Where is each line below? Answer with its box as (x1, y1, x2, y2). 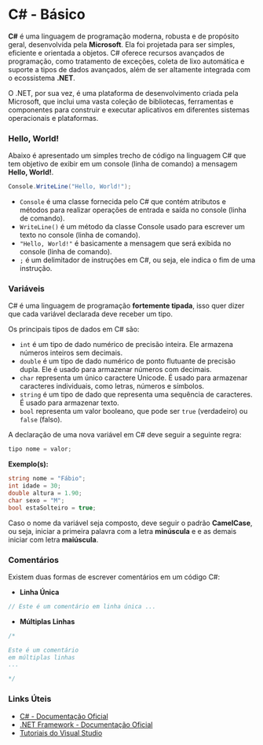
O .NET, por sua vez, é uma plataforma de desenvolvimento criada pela (8, 88, 239, 97)
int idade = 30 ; (8, 482, 61, 490)
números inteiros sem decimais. (19, 348, 123, 358)
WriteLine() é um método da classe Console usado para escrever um (19, 222, 245, 232)
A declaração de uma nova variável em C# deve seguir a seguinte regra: (8, 430, 242, 440)
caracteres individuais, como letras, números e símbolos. (19, 382, 205, 391)
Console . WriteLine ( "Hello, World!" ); (8, 183, 132, 191)
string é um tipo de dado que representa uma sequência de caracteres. (19, 390, 253, 400)
